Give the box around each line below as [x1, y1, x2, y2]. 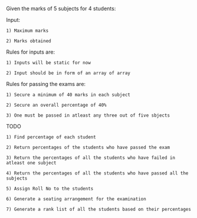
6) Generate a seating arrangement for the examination [6, 196, 146, 202]
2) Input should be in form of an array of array [6, 70, 131, 76]
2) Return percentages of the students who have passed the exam [6, 144, 170, 150]
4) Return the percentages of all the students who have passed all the [6, 170, 189, 176]
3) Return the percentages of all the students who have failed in [6, 155, 176, 161]
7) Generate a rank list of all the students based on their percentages [6, 206, 192, 212]
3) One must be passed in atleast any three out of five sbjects [6, 113, 170, 118]
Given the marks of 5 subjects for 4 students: [6, 5, 116, 12]
